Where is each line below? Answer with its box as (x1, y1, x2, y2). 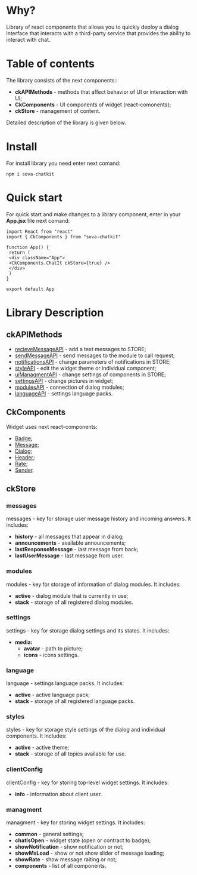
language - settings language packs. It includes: (6, 680, 124, 687)
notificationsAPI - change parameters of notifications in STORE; (14, 358, 171, 365)
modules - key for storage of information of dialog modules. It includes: (6, 581, 181, 588)
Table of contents (6, 57, 95, 70)
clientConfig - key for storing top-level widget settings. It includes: (6, 779, 169, 786)
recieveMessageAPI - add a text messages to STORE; (14, 345, 146, 352)
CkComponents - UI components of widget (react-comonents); (14, 101, 171, 108)
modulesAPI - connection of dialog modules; (14, 383, 124, 391)
